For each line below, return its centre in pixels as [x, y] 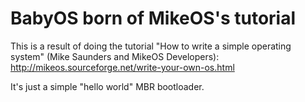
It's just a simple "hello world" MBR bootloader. [107, 86]
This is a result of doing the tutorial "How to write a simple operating [151, 46]
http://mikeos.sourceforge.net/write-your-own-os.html [122, 67]
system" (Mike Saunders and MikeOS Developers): [115, 56]
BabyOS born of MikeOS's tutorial [153, 18]
